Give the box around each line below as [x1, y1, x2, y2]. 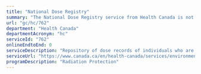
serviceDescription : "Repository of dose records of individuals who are [6, 48, 194, 54]
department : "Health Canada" [6, 25, 79, 32]
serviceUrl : [6, 53, 36, 59]
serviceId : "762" [6, 36, 50, 42]
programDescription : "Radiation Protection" [6, 58, 119, 64]
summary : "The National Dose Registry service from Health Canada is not [6, 14, 194, 20]
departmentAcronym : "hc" [6, 31, 68, 37]
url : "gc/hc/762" [6, 20, 50, 26]
